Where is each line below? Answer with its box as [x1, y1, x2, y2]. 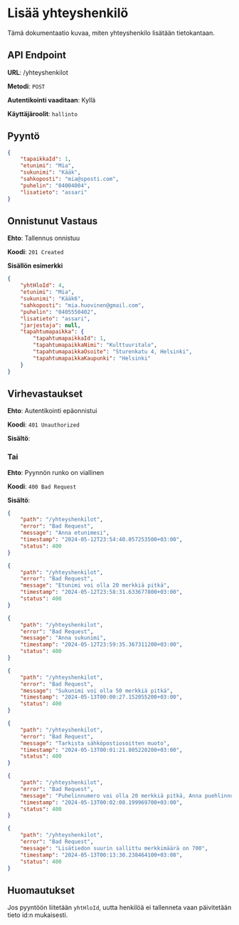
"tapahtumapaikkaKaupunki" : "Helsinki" [33, 355, 152, 362]
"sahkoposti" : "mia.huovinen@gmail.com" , [20, 301, 144, 309]
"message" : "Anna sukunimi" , [20, 634, 107, 642]
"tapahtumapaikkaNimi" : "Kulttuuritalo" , [33, 342, 158, 349]
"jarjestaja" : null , [20, 322, 81, 329]
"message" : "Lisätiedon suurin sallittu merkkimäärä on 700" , [20, 845, 208, 852]
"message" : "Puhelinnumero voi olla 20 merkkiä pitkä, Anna [20, 792, 202, 799]
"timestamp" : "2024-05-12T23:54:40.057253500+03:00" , [20, 536, 183, 543]
